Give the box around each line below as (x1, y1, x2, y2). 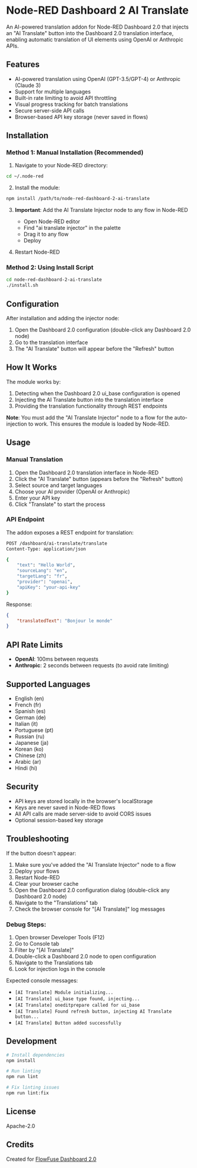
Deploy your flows (14, 867, 59, 875)
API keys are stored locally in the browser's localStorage (14, 797, 153, 804)
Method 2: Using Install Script (6, 263, 94, 271)
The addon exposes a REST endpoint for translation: (6, 529, 134, 536)
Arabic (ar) (14, 758, 42, 765)
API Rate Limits (6, 639, 63, 649)
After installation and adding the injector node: (6, 315, 120, 322)
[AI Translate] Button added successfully (14, 1020, 122, 1026)
